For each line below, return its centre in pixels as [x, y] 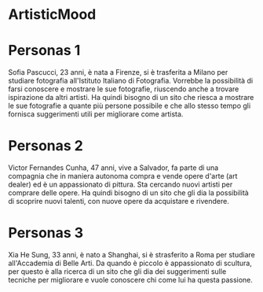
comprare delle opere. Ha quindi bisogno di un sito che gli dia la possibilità [128, 193]
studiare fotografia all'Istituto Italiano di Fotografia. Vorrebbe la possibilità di [131, 81]
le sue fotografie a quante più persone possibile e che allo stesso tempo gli [130, 106]
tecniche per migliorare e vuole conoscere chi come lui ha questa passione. [131, 280]
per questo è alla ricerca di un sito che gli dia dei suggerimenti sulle [117, 272]
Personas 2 [46, 146]
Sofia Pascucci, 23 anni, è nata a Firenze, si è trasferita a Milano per [118, 72]
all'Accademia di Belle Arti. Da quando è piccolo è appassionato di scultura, [130, 263]
